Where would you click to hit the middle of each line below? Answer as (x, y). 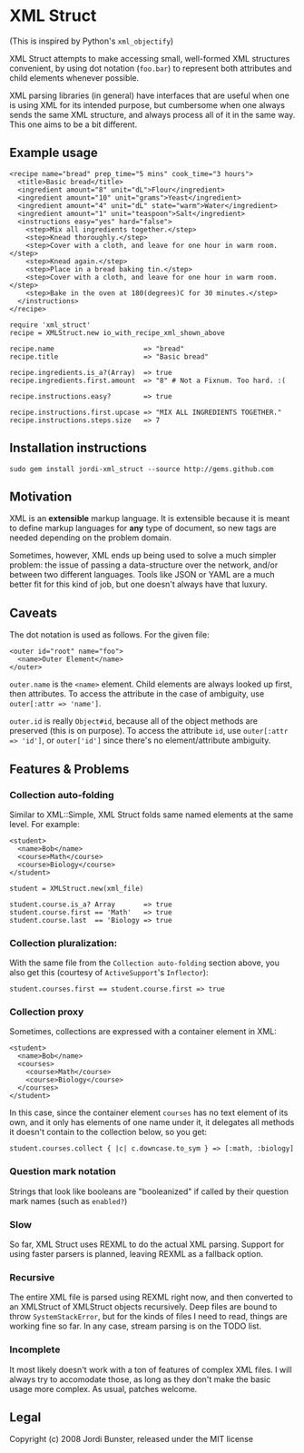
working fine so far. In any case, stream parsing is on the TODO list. (135, 1326)
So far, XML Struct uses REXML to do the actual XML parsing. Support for (147, 1244)
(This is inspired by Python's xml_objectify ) (92, 41)
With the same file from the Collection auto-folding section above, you (144, 963)
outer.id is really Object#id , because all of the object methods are (134, 721)
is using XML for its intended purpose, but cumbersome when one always (147, 104)
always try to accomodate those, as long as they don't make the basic (140, 1379)
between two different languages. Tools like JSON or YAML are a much (142, 575)
